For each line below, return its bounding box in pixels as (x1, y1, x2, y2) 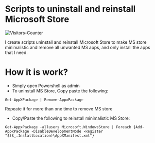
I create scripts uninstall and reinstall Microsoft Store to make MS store (5, 39, 147, 45)
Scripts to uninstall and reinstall (5, 3, 136, 15)
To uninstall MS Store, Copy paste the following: (12, 88, 108, 93)
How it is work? (5, 67, 68, 78)
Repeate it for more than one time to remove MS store (5, 106, 113, 111)
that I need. (5, 50, 28, 55)
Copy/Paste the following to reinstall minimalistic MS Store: (12, 115, 130, 121)
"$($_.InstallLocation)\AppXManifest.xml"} (5, 133, 95, 138)
